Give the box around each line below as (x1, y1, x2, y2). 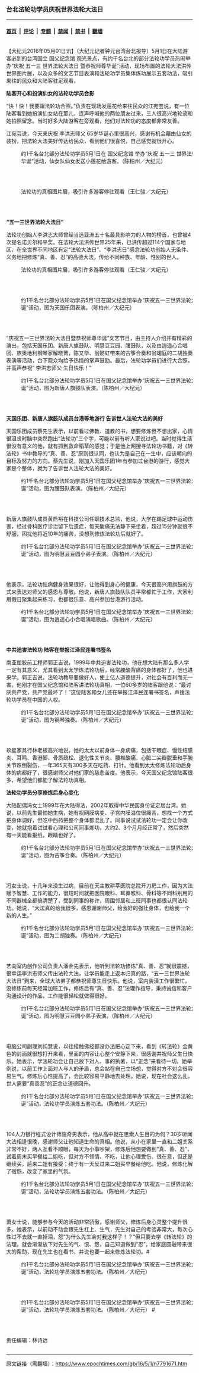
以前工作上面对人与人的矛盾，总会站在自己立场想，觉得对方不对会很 (21, 1065, 188, 1072)
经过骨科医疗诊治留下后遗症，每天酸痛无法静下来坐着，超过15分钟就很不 (16, 523, 193, 530)
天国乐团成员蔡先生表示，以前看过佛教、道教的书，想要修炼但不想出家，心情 (6, 427, 193, 434)
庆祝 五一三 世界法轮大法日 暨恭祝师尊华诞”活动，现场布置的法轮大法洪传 (14, 62, 192, 69)
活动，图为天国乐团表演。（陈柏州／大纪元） (28, 304, 135, 311)
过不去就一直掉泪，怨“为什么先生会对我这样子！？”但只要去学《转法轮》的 (11, 1233, 192, 1240)
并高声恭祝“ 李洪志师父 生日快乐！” (6, 364, 92, 371)
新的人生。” (6, 912, 33, 919)
